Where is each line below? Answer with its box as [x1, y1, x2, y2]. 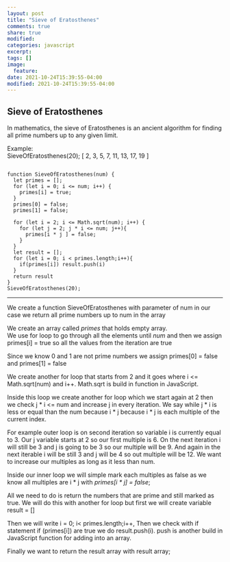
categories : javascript [7, 42, 75, 49]
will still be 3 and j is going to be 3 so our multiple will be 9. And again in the [7, 443, 221, 452]
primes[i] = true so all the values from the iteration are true [7, 339, 172, 347]
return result [13, 273, 53, 280]
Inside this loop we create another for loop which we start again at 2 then [7, 393, 214, 401]
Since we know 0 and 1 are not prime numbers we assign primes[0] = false [7, 352, 218, 360]
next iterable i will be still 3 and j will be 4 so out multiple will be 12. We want [7, 450, 222, 458]
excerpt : [7, 49, 32, 56]
